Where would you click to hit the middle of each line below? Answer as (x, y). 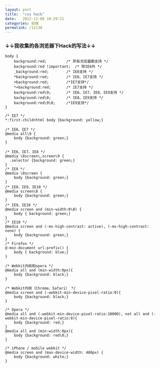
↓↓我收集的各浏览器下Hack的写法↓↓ (50, 46)
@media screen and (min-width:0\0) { (43, 209)
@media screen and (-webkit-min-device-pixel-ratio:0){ (63, 293)
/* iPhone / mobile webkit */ (36, 348)
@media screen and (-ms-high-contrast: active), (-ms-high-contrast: (77, 227)
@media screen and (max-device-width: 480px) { (54, 353)
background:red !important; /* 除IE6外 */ (58, 67)
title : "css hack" (25, 14)
